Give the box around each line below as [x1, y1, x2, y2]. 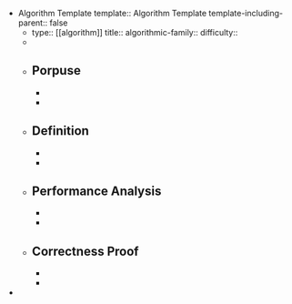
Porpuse [31, 63, 82, 78]
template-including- [208, 8, 284, 18]
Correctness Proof [31, 243, 139, 258]
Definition [31, 123, 89, 139]
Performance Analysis [31, 184, 162, 199]
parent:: [17, 17, 48, 28]
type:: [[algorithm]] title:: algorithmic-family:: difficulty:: [31, 27, 238, 37]
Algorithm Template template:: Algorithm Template [17, 8, 207, 18]
